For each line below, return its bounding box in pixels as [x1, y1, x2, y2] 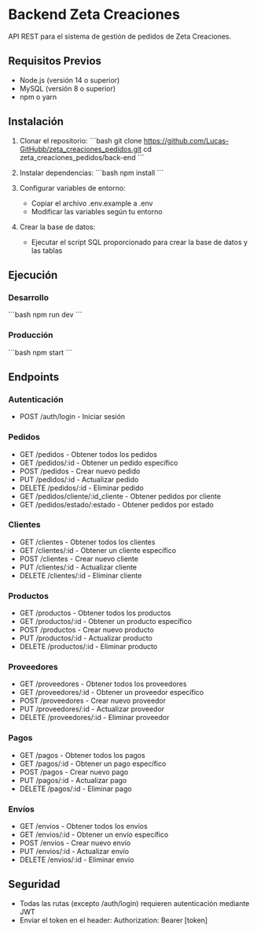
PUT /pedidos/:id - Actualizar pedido [19, 474, 139, 484]
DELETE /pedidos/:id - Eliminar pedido [19, 483, 144, 492]
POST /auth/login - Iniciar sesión [19, 412, 126, 421]
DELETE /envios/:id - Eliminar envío [19, 855, 134, 864]
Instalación [8, 115, 64, 128]
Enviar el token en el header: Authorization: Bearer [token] [19, 915, 208, 925]
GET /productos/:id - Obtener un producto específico [19, 617, 193, 626]
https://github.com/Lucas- [143, 136, 229, 145]
